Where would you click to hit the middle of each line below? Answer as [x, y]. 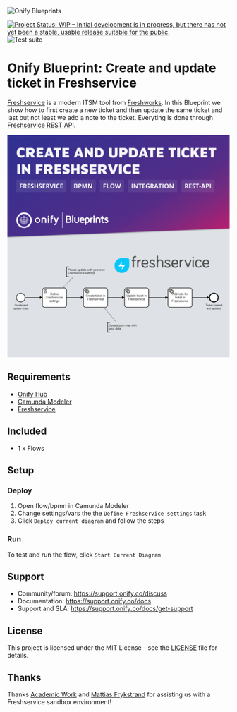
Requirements [39, 377]
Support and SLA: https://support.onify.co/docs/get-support [105, 609]
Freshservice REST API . [42, 125]
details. [18, 656]
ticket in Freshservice [72, 83]
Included [27, 432]
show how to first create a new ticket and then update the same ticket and [115, 110]
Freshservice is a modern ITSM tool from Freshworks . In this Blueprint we [114, 102]
